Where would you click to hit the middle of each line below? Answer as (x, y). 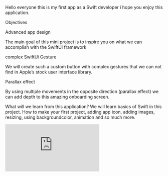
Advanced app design (28, 32)
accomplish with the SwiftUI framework (46, 47)
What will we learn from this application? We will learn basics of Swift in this (83, 107)
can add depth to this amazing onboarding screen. (57, 97)
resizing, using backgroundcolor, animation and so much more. (70, 117)
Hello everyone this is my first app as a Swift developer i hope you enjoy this (84, 7)
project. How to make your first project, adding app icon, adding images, (80, 112)
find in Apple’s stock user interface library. (49, 72)
